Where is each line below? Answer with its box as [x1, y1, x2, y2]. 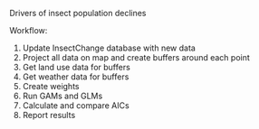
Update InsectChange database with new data [22, 42, 197, 53]
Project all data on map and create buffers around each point [22, 52, 251, 62]
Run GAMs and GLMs [22, 90, 103, 101]
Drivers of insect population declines [9, 8, 147, 18]
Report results [22, 110, 76, 120]
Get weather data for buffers [22, 71, 129, 82]
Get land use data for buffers [22, 62, 131, 72]
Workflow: [9, 25, 48, 35]
